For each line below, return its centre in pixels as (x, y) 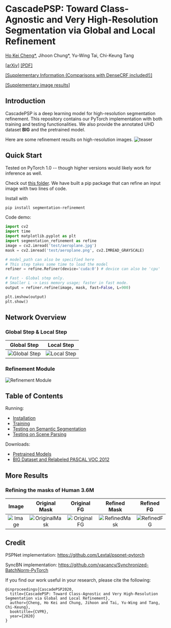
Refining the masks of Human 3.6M (50, 490)
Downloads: (18, 444)
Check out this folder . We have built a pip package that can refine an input (83, 183)
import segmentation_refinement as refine (51, 241)
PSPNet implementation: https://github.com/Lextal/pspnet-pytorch (75, 555)
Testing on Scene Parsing (39, 434)
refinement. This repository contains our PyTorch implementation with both (84, 119)
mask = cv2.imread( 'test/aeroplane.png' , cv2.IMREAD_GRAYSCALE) (75, 250)
